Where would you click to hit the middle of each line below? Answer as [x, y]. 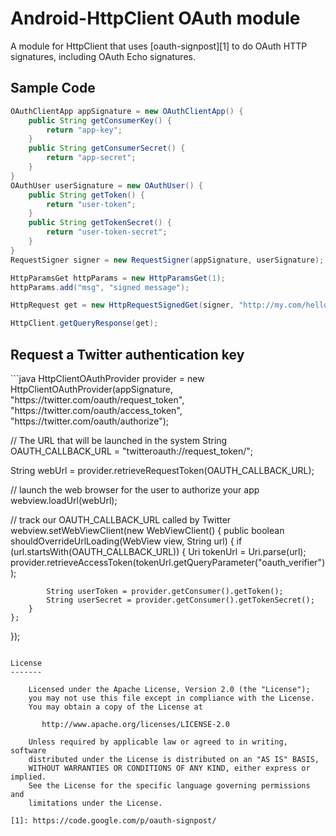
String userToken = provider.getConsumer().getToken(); [165, 591]
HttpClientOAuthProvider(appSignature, [92, 389]
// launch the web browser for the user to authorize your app [135, 489]
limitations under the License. [95, 803]
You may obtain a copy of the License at [115, 707]
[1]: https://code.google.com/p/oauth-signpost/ [113, 820]
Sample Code [53, 88]
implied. [28, 777]
